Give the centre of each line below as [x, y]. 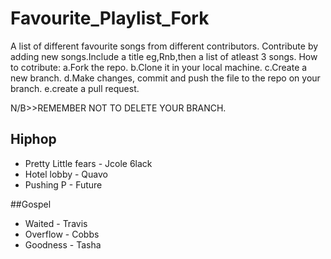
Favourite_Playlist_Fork [110, 18]
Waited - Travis [56, 223]
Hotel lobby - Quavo [66, 174]
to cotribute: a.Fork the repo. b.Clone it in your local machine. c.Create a [159, 67]
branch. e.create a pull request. [75, 88]
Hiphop [33, 139]
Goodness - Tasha [63, 244]
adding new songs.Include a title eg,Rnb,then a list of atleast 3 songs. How [164, 56]
